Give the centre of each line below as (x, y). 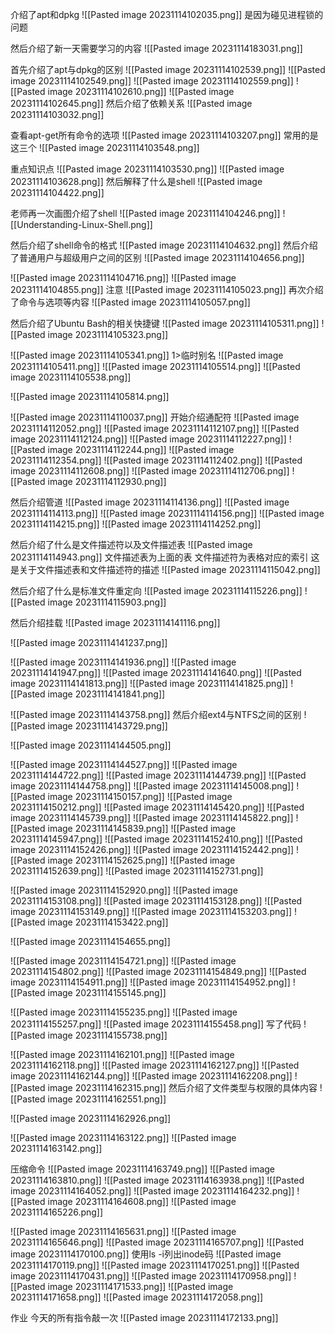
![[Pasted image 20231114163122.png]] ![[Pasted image (123, 1137)
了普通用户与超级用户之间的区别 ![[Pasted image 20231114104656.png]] (157, 257)
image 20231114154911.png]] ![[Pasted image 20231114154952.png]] (150, 982)
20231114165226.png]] (57, 1212)
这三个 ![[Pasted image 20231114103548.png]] (105, 147)
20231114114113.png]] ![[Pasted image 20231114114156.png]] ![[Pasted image (167, 513)
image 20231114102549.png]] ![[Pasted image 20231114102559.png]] (152, 81)
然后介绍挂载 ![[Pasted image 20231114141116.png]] (115, 622)
